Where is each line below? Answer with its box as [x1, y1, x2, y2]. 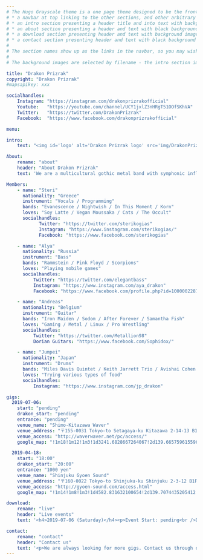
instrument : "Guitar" [22, 310, 77, 317]
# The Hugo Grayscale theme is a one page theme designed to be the [6, 8, 182, 15]
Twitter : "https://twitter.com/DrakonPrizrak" [17, 110, 142, 116]
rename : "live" [17, 506, 56, 512]
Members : [6, 181, 28, 188]
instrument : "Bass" [22, 254, 71, 260]
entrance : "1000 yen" [17, 467, 71, 473]
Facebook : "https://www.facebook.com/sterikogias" [38, 232, 169, 238]
